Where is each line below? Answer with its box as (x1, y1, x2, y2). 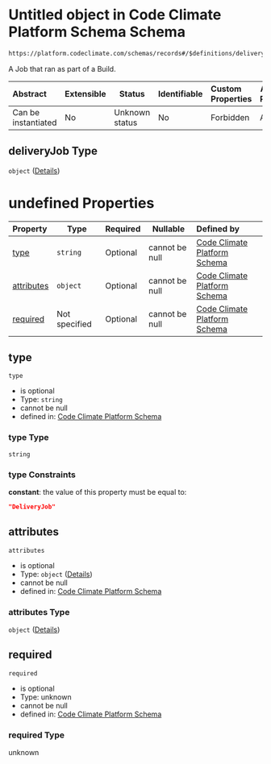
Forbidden (211, 111, 250, 122)
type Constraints (8, 469, 77, 480)
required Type (8, 729, 65, 741)
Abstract (12, 88, 47, 99)
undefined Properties (8, 193, 155, 212)
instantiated (12, 117, 57, 128)
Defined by (196, 223, 240, 235)
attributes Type (8, 606, 70, 617)
